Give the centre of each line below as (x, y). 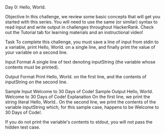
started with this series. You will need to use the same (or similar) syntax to (82, 22)
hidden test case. (23, 127)
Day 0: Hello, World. (25, 7)
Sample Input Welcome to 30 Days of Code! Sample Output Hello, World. (79, 91)
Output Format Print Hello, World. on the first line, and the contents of (76, 77)
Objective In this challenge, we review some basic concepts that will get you (83, 17)
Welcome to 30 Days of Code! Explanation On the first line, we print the (78, 97)
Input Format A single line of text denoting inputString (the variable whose (80, 62)
